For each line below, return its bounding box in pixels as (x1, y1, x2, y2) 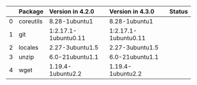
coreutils (18, 17, 43, 25)
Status (169, 8, 188, 15)
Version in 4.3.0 (109, 8, 155, 15)
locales (18, 44, 39, 51)
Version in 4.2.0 (49, 8, 95, 15)
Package (18, 8, 44, 15)
